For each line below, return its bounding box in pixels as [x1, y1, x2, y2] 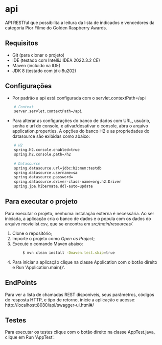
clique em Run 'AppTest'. [5, 334, 55, 340]
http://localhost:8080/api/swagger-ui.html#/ [5, 302, 94, 308]
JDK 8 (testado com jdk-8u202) [12, 68, 77, 74]
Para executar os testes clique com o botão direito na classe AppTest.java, [5, 329, 155, 335]
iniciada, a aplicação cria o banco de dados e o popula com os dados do [5, 216, 151, 222]
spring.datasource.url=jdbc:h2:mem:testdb [14, 166, 102, 171]
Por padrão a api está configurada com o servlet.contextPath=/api [12, 95, 146, 101]
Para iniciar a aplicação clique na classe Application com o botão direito [12, 259, 158, 265]
